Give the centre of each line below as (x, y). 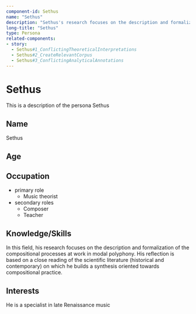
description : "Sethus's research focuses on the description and (87, 22)
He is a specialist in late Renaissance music (58, 305)
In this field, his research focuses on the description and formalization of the (98, 248)
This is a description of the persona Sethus (58, 105)
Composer (36, 209)
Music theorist (41, 196)
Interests (23, 291)
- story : (17, 44)
